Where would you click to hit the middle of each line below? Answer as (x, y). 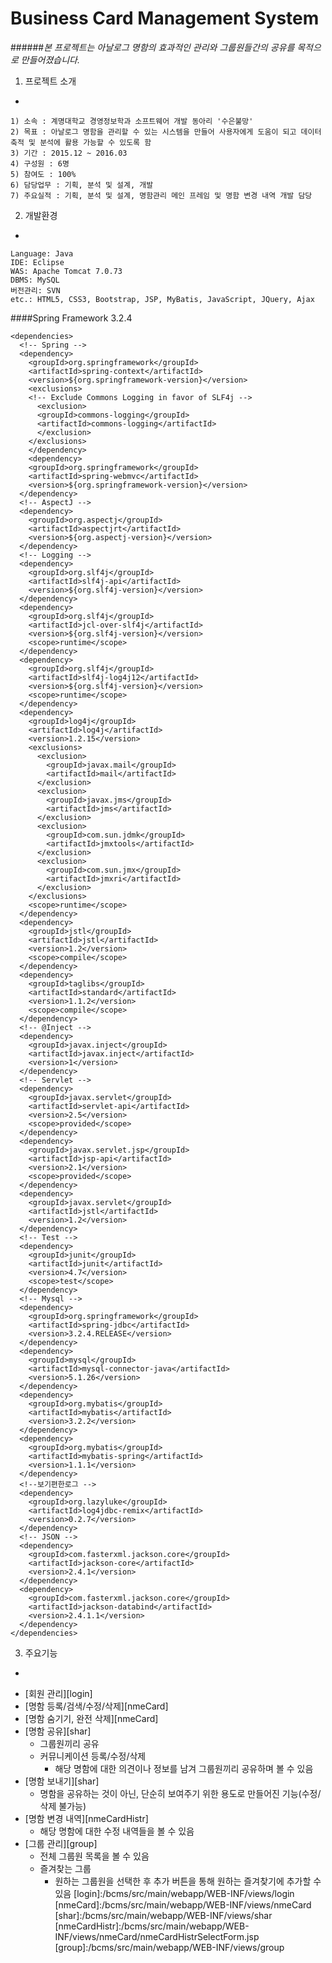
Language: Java (42, 253)
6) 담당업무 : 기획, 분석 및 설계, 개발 (82, 185)
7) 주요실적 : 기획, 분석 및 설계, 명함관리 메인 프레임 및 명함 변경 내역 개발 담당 (161, 195)
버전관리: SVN (35, 290)
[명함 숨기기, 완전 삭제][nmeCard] (91, 1718)
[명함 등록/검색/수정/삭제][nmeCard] (96, 1706)
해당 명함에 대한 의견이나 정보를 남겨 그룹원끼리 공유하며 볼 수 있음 (184, 1768)
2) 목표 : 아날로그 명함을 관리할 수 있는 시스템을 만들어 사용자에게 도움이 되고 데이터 (166, 132)
